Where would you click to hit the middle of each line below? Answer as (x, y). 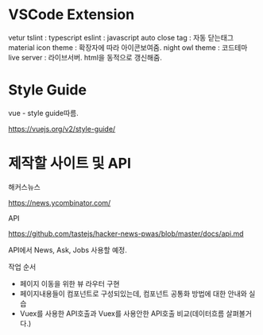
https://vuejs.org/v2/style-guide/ (62, 129)
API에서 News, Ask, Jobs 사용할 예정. (68, 250)
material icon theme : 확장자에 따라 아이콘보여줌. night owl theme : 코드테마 (128, 47)
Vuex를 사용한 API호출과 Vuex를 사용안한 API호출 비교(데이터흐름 (122, 313)
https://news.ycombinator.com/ (60, 202)
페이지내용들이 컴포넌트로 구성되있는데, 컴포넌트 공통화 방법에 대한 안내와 (133, 293)
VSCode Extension (72, 15)
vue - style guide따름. (44, 113)
